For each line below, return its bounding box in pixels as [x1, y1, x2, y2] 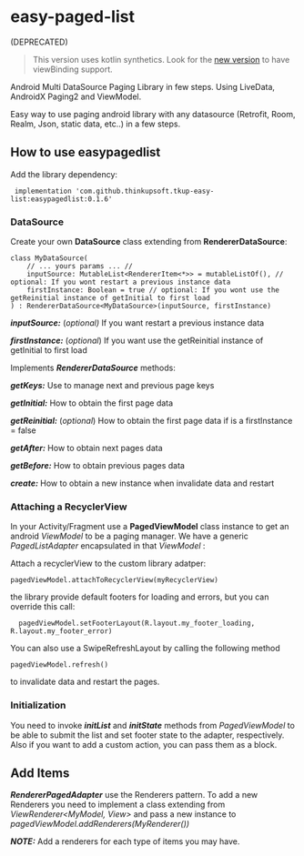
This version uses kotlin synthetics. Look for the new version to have [32, 54, 290, 65]
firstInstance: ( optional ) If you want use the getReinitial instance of [10, 335, 264, 347]
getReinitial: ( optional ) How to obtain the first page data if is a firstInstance [10, 416, 293, 427]
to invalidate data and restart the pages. [10, 676, 160, 688]
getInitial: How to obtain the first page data [10, 398, 174, 408]
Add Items [10, 766, 70, 781]
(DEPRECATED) [10, 36, 69, 47]
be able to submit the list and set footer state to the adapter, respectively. [10, 730, 285, 740]
